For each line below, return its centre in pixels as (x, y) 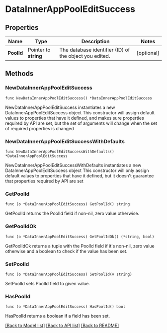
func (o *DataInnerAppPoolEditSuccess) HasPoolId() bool (65, 307)
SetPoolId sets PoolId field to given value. (48, 283)
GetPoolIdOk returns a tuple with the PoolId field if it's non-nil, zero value (80, 246)
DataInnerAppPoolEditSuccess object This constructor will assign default (80, 112)
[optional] (148, 53)
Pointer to (39, 50)
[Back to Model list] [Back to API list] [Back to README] (62, 326)
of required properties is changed (40, 128)
